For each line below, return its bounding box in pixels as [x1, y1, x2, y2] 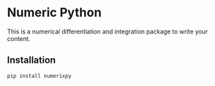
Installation [7, 55, 56, 66]
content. [7, 34, 31, 42]
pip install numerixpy [7, 72, 72, 79]
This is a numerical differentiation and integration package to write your [7, 27, 208, 35]
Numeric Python [7, 5, 102, 20]
